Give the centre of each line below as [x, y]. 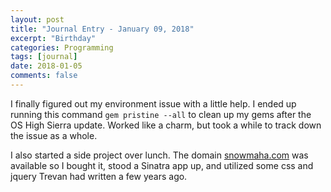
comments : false [44, 76]
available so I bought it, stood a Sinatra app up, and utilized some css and [162, 165]
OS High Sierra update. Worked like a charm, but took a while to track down [166, 125]
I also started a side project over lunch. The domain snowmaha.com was [159, 155]
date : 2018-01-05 [46, 66]
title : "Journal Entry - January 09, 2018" [102, 29]
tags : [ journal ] [44, 57]
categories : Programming [62, 47]
